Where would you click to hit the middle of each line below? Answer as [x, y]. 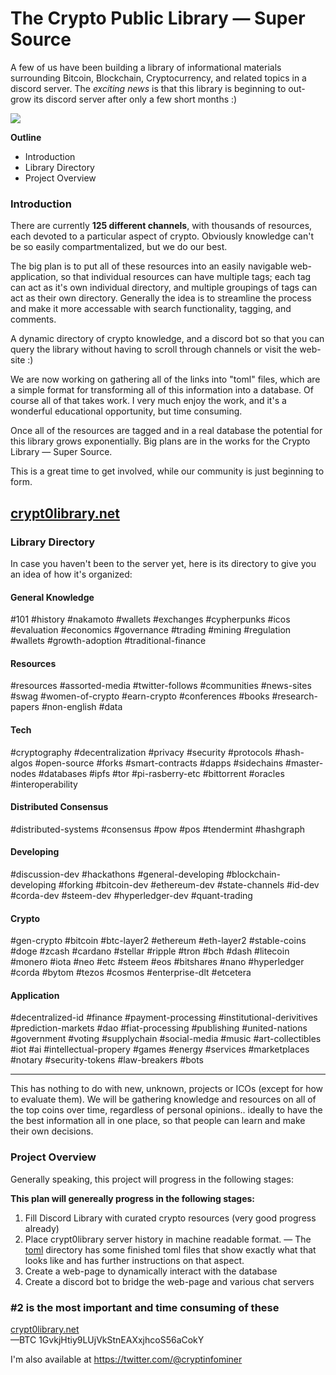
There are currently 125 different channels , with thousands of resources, [161, 226]
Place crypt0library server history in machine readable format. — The [168, 1239]
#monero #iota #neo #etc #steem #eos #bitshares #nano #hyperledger [157, 962]
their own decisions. [52, 1131]
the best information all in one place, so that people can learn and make [158, 1121]
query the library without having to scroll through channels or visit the [154, 349]
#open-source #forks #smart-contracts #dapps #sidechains [159, 763]
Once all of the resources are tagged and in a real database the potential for [166, 431]
